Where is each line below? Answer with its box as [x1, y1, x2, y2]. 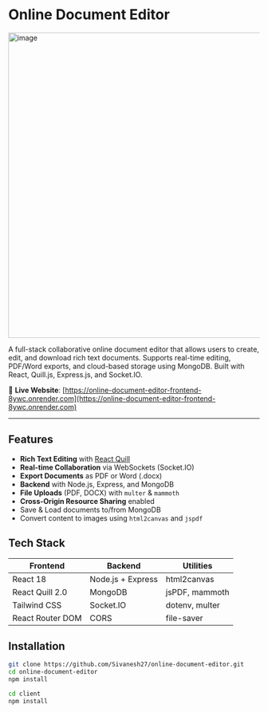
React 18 [12, 573, 46, 584]
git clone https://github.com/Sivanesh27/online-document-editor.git [8, 660, 245, 669]
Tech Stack [8, 537, 65, 550]
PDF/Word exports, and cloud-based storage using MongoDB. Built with [8, 361, 245, 371]
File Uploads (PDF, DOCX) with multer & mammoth [19, 488, 179, 498]
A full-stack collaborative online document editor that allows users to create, [8, 344, 259, 354]
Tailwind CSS [12, 600, 62, 611]
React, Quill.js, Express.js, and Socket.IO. [8, 369, 143, 380]
